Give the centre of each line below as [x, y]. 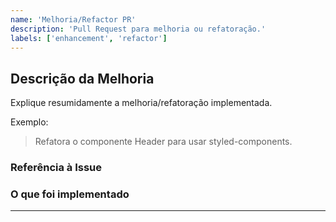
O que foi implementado [70, 194]
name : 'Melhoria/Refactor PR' [73, 19]
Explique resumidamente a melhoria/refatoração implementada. [141, 103]
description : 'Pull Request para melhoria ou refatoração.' [138, 29]
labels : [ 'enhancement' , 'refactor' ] [89, 38]
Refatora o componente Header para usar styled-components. [163, 142]
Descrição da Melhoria [82, 78]
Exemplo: [29, 122]
